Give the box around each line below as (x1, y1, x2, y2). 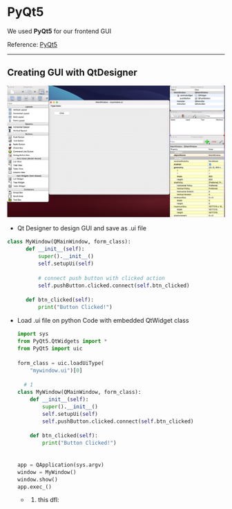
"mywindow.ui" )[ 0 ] (30, 367, 83, 374)
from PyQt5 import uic (17, 345, 83, 352)
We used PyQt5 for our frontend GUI (7, 27, 112, 35)
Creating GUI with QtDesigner (7, 67, 138, 79)
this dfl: (37, 496, 60, 504)
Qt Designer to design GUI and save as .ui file (17, 224, 147, 232)
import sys (17, 330, 49, 338)
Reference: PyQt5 (7, 40, 57, 48)
